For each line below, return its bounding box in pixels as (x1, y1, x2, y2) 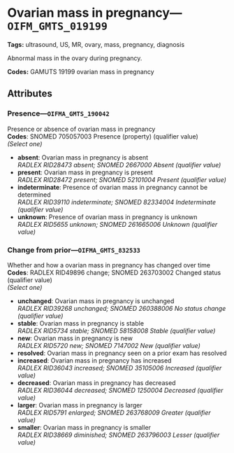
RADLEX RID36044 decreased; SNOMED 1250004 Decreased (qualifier (17, 386, 224, 394)
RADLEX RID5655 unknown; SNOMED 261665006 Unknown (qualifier (17, 220, 218, 228)
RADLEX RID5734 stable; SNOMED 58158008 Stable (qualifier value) (17, 326, 216, 335)
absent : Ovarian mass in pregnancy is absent (17, 153, 149, 162)
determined (17, 190, 51, 199)
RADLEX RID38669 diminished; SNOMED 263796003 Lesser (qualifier (17, 431, 220, 439)
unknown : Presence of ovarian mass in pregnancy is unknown (17, 212, 198, 221)
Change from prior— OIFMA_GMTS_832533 (7, 245, 141, 255)
